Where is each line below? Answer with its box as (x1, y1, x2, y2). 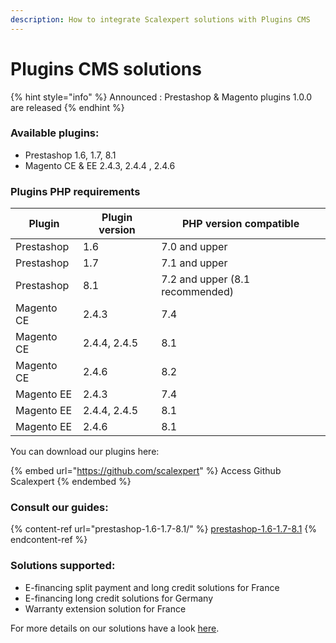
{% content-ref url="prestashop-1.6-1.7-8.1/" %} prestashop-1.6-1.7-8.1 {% (10, 523, 318, 535)
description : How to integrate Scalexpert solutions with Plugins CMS (10, 14, 311, 25)
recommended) (161, 285, 234, 299)
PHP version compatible (181, 217, 300, 231)
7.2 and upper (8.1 (161, 272, 251, 286)
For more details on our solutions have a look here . (10, 622, 220, 634)
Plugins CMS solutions (10, 57, 202, 80)
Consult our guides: (10, 501, 109, 515)
